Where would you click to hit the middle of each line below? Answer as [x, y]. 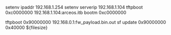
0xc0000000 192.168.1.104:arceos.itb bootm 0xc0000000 [66, 12]
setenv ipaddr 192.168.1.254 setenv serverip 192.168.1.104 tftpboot [74, 7]
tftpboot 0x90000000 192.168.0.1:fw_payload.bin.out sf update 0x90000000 [86, 22]
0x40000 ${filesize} [27, 27]
